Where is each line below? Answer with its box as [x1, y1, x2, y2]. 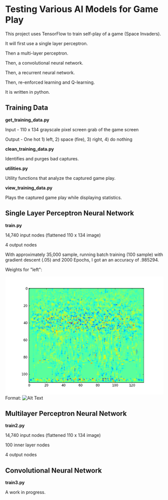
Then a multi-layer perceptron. [5, 50, 69, 56]
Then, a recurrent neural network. [5, 69, 75, 76]
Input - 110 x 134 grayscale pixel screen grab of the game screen [5, 126, 139, 132]
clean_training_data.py [5, 146, 54, 152]
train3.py [5, 479, 25, 485]
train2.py [5, 422, 25, 429]
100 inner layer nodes [5, 442, 50, 448]
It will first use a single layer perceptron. [5, 40, 88, 46]
